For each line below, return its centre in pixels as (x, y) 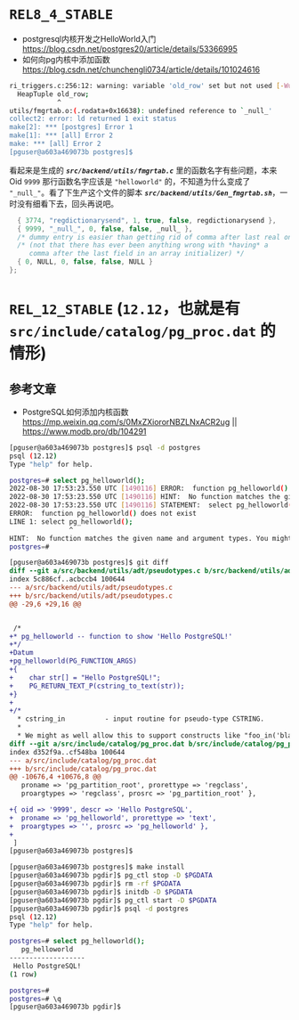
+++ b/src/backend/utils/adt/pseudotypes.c (91, 596)
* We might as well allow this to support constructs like (129, 736)
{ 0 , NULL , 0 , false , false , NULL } (85, 262)
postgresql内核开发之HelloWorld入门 (89, 38)
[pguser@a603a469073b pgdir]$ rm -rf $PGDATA (95, 884)
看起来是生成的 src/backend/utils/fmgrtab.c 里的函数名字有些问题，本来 (143, 170)
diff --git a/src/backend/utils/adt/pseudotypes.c (105, 571)
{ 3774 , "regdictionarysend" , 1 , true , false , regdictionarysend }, (147, 220)
